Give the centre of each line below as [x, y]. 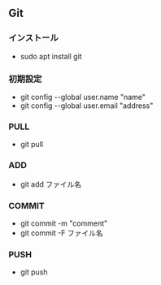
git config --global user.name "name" [83, 97]
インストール [33, 38]
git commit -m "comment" [64, 223]
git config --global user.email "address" [87, 106]
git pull [31, 145]
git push [34, 272]
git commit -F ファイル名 [61, 233]
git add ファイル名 [51, 184]
